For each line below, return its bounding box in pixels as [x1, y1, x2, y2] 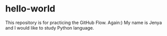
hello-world [5, 3, 56, 14]
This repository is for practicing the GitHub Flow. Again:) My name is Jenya [5, 19, 162, 25]
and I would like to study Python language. [5, 24, 94, 30]
